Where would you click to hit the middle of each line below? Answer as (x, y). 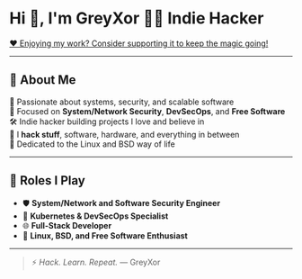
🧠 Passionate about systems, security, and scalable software (122, 102)
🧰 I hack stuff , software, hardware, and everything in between (124, 134)
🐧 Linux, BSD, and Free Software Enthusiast (105, 235)
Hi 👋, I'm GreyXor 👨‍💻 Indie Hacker (137, 18)
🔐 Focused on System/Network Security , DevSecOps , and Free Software (147, 111)
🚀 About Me (43, 80)
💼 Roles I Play (47, 180)
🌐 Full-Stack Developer (67, 225)
